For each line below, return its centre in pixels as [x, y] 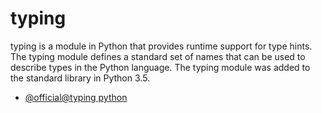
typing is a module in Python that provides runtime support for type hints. [161, 46]
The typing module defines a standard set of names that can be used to [158, 56]
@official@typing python [76, 97]
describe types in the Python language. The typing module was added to [160, 67]
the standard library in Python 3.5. [80, 78]
